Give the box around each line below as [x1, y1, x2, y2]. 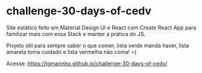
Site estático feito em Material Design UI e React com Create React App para [6, 24, 197, 31]
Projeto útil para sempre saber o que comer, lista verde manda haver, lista [6, 42, 189, 49]
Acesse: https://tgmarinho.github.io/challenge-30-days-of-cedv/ [6, 60, 168, 67]
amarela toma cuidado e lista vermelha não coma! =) [6, 48, 137, 55]
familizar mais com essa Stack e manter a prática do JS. [6, 30, 146, 37]
